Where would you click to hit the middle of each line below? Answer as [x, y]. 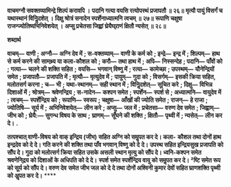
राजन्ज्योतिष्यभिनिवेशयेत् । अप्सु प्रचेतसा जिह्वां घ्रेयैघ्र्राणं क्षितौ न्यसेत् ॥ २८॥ [87, 26]
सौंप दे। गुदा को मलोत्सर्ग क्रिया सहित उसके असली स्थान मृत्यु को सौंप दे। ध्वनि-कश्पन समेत [104, 152]
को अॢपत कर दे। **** [32, 176]
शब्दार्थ [14, 40]
